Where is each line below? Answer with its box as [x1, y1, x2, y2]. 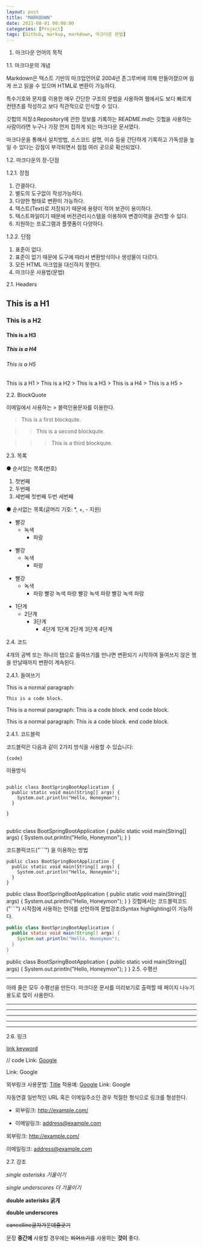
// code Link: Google [6, 1056, 57, 1064]
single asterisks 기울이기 [6, 1171, 66, 1178]
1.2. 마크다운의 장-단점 [6, 156, 59, 164]
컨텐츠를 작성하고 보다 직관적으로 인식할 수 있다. [6, 102, 120, 110]
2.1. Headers [6, 281, 37, 288]
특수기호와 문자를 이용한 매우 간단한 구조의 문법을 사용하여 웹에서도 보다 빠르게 [6, 95, 192, 102]
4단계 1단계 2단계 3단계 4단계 [42, 625, 113, 632]
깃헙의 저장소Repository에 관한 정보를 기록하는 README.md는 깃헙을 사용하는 [6, 116, 192, 123]
